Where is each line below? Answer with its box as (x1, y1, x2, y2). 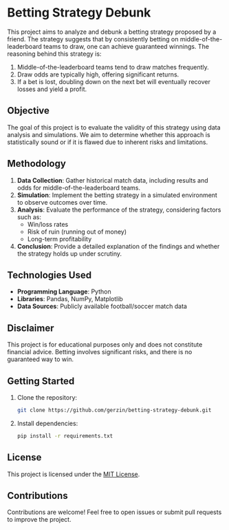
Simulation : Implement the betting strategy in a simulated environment (17, 191, 218, 199)
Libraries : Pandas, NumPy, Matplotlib (17, 295, 124, 303)
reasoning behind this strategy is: (7, 50, 102, 58)
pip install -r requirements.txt (17, 432, 113, 439)
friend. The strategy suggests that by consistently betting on (7, 34, 179, 43)
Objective (7, 105, 50, 116)
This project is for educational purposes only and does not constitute (7, 340, 203, 349)
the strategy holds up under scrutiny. (17, 249, 122, 258)
